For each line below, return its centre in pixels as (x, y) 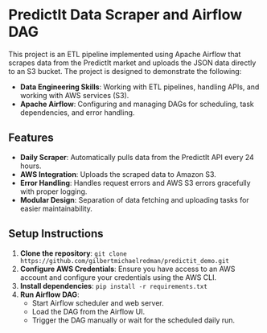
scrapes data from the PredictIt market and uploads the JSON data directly (132, 63)
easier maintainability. (56, 208)
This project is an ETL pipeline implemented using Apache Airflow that (125, 54)
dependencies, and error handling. (77, 112)
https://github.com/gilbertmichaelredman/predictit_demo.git (125, 261)
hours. (31, 166)
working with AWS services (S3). (74, 95)
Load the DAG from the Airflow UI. (88, 311)
